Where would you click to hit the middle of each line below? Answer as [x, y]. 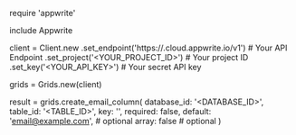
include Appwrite [41, 30]
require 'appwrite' [43, 13]
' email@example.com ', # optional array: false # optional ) [115, 121]
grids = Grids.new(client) [56, 84]
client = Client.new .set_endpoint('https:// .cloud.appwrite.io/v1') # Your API [148, 48]
